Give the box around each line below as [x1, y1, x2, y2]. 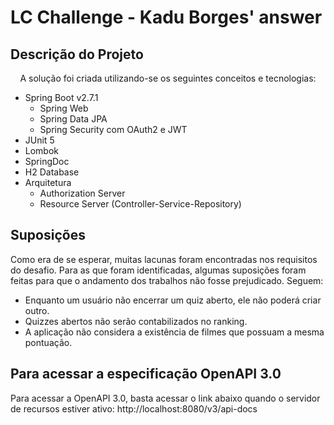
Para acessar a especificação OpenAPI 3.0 [10, 366, 282, 383]
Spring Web [39, 102, 89, 114]
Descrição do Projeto [10, 46, 144, 63]
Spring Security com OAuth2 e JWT [39, 124, 188, 135]
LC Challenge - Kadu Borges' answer [10, 6, 323, 29]
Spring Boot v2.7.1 [24, 92, 99, 103]
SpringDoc [24, 156, 70, 167]
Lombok [24, 145, 60, 156]
